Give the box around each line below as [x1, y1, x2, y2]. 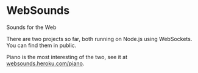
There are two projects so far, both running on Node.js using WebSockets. [6, 35, 193, 42]
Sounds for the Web [6, 24, 57, 31]
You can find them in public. [6, 42, 77, 49]
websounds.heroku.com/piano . [6, 60, 85, 67]
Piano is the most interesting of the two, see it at [6, 53, 128, 60]
